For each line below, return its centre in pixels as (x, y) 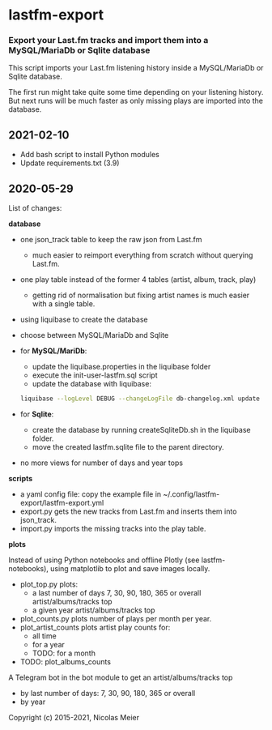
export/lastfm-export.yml (62, 502)
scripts (21, 478)
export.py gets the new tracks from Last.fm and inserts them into (128, 511)
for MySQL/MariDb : (53, 351)
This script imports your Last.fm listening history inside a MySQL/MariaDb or (136, 68)
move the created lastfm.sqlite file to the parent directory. (128, 446)
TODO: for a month (64, 653)
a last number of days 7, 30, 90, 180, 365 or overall (117, 592)
